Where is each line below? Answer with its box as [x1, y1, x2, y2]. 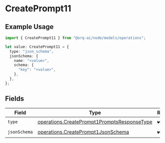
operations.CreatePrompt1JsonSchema [37, 129, 129, 136]
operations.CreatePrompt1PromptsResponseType [37, 118, 153, 125]
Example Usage [5, 23, 54, 31]
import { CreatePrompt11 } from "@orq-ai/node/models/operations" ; [5, 35, 146, 40]
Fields [5, 94, 25, 103]
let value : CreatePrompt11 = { [5, 44, 69, 49]
